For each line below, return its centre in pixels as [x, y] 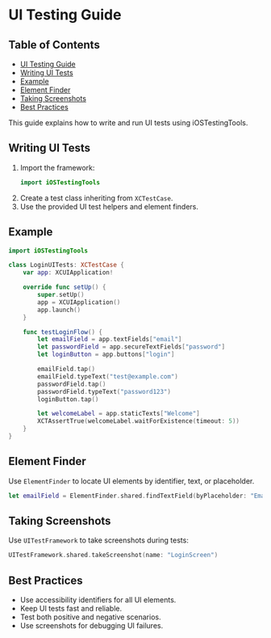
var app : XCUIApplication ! [68, 273]
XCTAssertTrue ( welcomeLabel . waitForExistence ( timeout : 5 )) [139, 421]
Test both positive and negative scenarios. [90, 617]
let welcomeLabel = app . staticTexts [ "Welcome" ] [119, 414]
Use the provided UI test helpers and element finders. [109, 206]
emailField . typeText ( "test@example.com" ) [108, 376]
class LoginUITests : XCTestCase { [67, 265]
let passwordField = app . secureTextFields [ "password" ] [131, 347]
